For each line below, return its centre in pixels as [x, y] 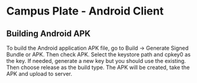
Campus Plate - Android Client [85, 11]
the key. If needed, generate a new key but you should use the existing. [96, 61]
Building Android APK [48, 34]
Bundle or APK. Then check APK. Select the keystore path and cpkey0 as [98, 55]
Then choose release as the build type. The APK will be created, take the [98, 67]
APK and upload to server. [39, 74]
